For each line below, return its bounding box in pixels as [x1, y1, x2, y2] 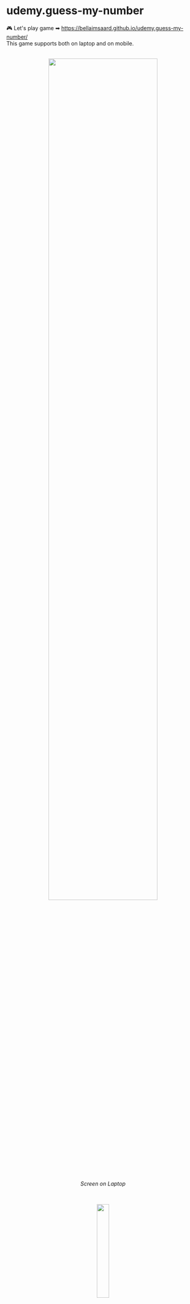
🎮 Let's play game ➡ [6, 24, 60, 31]
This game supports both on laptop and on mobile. [6, 39, 134, 47]
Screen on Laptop [80, 1179, 126, 1187]
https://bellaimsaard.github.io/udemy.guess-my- [61, 24, 184, 31]
